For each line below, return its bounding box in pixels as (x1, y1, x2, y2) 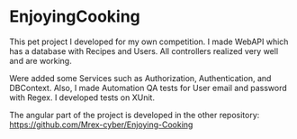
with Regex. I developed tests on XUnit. (9, 92, 156, 103)
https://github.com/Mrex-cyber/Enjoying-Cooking (9, 119, 193, 130)
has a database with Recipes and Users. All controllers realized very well (9, 45, 279, 56)
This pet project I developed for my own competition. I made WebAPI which (9, 36, 289, 47)
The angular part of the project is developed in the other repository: (9, 109, 260, 120)
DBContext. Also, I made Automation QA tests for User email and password (9, 82, 288, 93)
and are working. (9, 55, 72, 66)
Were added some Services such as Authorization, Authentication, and (9, 72, 272, 83)
